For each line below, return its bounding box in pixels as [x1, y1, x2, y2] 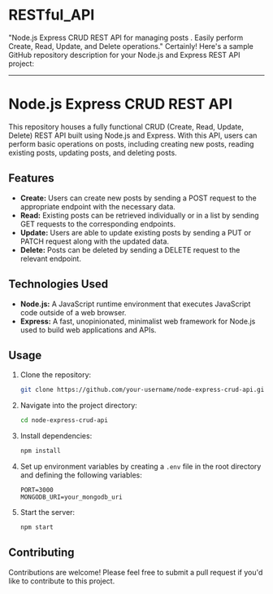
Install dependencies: [19, 431, 93, 441]
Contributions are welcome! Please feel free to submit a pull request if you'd [8, 567, 263, 577]
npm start [19, 523, 54, 531]
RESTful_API [8, 6, 95, 24]
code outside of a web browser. [19, 307, 127, 317]
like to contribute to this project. [8, 576, 115, 586]
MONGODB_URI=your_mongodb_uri [19, 493, 123, 501]
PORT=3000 [19, 486, 54, 494]
